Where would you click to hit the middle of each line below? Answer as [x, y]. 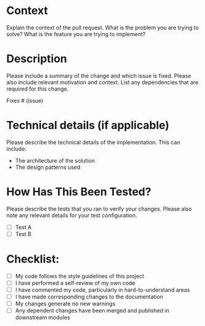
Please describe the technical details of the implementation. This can [93, 142]
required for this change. [38, 89]
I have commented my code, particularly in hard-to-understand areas [102, 290]
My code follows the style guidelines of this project [80, 276]
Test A [23, 227]
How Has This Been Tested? [79, 192]
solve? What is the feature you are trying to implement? [76, 34]
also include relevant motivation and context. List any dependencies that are [102, 82]
